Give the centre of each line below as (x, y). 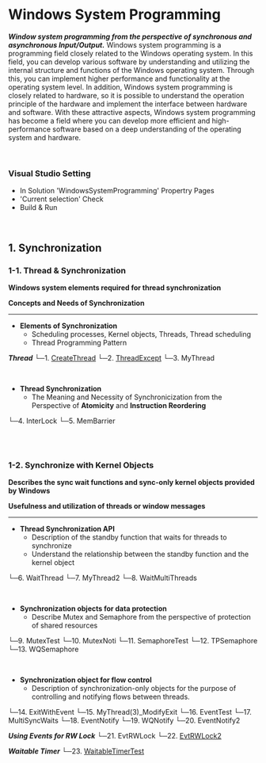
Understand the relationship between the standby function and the (140, 554)
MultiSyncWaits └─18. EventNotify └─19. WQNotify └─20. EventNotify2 (124, 721)
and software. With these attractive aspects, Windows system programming (132, 112)
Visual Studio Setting (49, 174)
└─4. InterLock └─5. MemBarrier (62, 421)
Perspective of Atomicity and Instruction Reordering (119, 405)
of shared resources (65, 626)
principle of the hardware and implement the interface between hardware (128, 104)
